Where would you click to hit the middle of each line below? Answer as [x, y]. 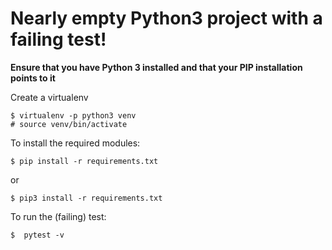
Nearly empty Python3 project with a [166, 18]
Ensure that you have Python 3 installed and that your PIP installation [156, 67]
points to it [33, 78]
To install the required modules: [75, 143]
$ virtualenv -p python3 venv [73, 115]
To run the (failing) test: [58, 216]
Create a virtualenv [49, 97]
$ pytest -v [37, 235]
